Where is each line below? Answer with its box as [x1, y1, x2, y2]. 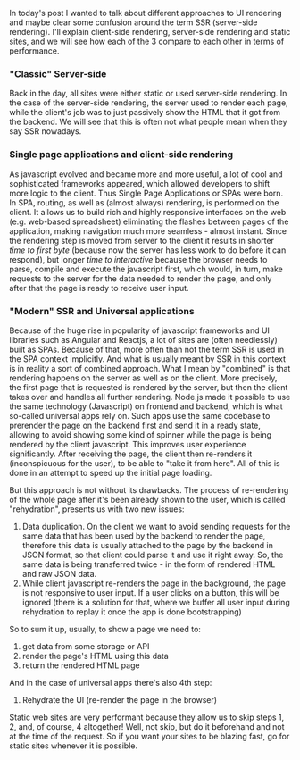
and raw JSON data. [21, 568, 97, 579]
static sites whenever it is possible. [9, 740, 138, 751]
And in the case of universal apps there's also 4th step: [9, 677, 212, 688]
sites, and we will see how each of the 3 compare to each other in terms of [9, 36, 285, 46]
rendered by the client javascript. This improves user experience [9, 438, 246, 449]
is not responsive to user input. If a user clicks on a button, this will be [21, 587, 279, 597]
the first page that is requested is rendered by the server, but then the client [9, 381, 288, 392]
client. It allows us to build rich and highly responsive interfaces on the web [9, 206, 287, 217]
